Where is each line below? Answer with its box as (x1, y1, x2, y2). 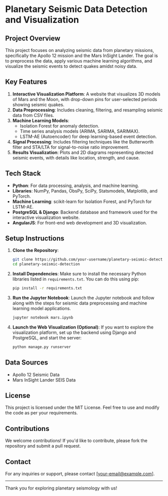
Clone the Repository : (12, 247, 59, 253)
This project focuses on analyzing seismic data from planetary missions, (5, 47, 154, 53)
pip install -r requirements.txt (12, 286, 82, 291)
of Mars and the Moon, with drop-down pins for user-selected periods (12, 96, 157, 102)
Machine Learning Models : (12, 117, 69, 123)
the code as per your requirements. (5, 410, 78, 416)
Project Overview (5, 34, 60, 42)
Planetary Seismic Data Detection (5, 3, 147, 15)
